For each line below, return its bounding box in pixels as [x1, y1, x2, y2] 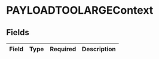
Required [50, 45, 77, 53]
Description [81, 45, 117, 53]
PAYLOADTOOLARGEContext [6, 4, 154, 17]
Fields [6, 27, 30, 38]
